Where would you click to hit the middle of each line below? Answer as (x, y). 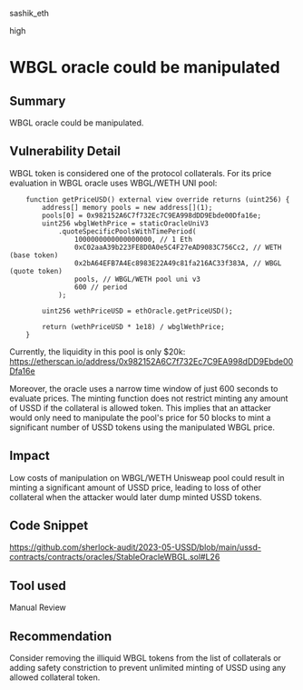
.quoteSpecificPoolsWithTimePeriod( (127, 231)
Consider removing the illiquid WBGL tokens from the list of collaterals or (145, 658)
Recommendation (60, 636)
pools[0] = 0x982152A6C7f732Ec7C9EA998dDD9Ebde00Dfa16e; (151, 215)
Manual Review (38, 607)
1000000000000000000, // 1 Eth (133, 239)
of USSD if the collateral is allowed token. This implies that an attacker (141, 407)
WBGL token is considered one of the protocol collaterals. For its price (141, 173)
